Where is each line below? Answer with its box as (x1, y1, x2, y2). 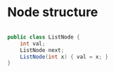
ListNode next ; (20, 46, 65, 53)
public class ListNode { (7, 33, 80, 41)
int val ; (20, 40, 46, 47)
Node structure (7, 4, 99, 20)
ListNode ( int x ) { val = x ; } (20, 53, 109, 60)
